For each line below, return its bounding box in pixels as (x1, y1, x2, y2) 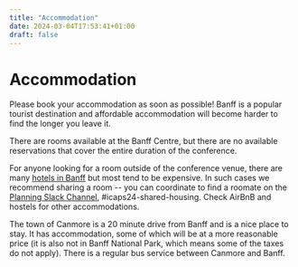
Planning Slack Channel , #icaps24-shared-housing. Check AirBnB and (9, 192, 272, 203)
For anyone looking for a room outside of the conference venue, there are (9, 163, 283, 174)
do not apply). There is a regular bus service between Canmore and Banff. (9, 248, 286, 259)
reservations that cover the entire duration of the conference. (9, 146, 237, 157)
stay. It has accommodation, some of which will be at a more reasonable (9, 228, 278, 240)
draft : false (9, 30, 59, 39)
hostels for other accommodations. (9, 201, 140, 213)
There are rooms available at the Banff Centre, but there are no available (9, 136, 278, 147)
